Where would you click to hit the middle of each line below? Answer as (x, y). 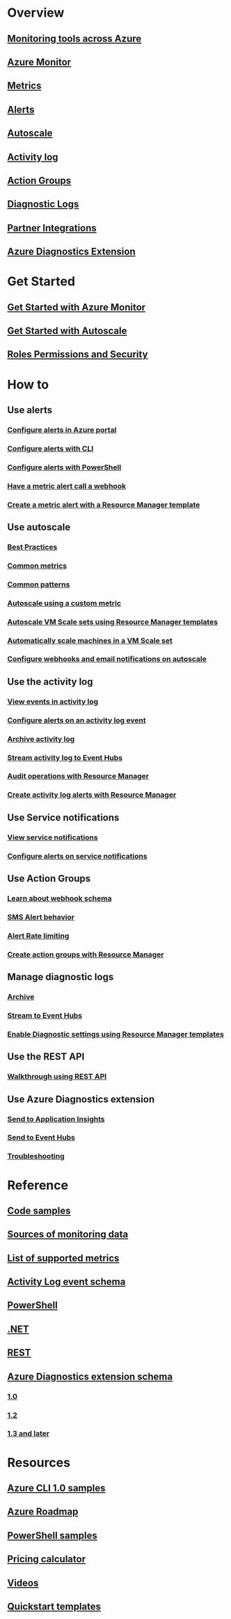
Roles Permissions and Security (78, 354)
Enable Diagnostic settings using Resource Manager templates (115, 1034)
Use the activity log (50, 682)
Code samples (39, 1210)
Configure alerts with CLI (50, 449)
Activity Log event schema (66, 1282)
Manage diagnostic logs (61, 977)
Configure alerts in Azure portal (62, 430)
